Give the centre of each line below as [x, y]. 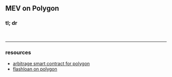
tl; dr [11, 23]
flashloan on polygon [35, 69]
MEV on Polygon [32, 8]
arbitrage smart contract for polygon [51, 63]
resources [18, 52]
